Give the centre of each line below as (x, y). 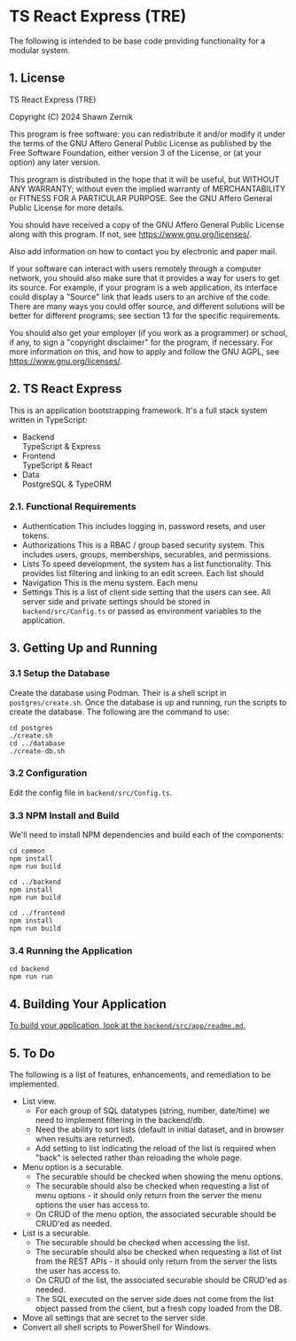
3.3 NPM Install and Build (64, 815)
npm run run (31, 977)
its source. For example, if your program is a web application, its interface (144, 287)
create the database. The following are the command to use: (120, 712)
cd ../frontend (37, 913)
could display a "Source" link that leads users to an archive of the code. (140, 296)
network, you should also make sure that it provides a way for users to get (144, 277)
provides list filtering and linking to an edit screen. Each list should (143, 573)
